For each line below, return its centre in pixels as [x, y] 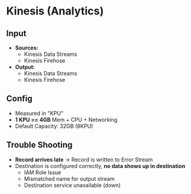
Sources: [27, 48]
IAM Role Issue [42, 172]
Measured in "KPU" [39, 113]
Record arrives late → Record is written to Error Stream [84, 159]
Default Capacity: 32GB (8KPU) [54, 126]
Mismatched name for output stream [69, 178]
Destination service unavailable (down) [72, 185]
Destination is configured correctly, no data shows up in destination [100, 166]
